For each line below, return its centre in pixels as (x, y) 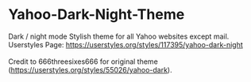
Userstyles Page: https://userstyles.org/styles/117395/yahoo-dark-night (126, 44)
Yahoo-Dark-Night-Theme (97, 15)
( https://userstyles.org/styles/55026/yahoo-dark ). (90, 69)
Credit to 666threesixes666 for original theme (83, 61)
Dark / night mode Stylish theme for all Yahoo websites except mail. (119, 36)
